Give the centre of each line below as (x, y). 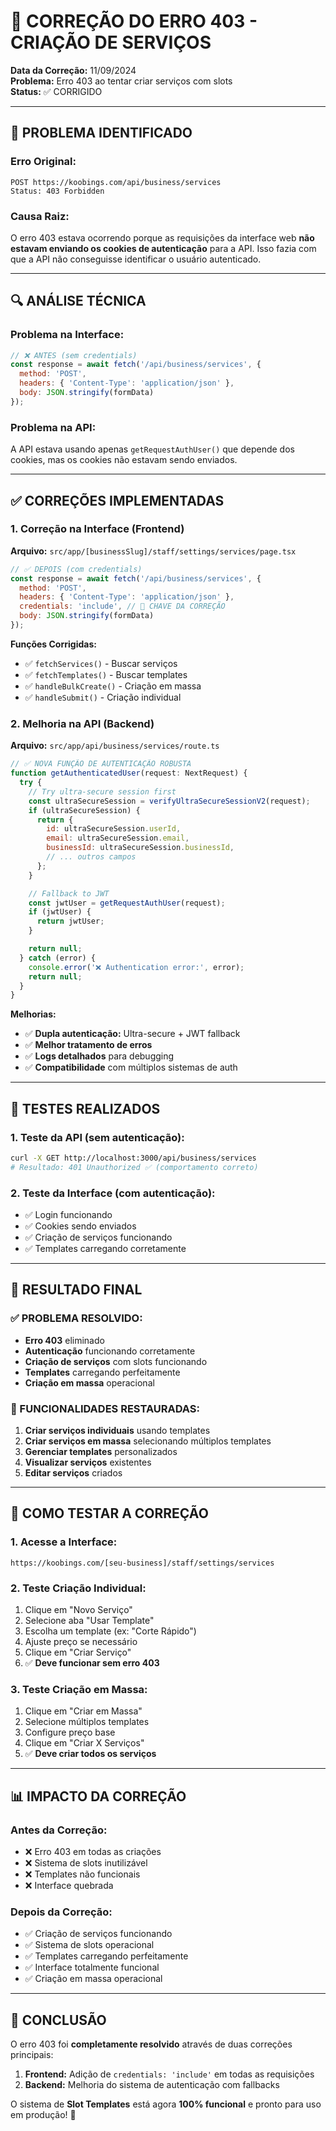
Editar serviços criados (73, 1472)
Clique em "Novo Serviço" (78, 1609)
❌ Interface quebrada (69, 1885)
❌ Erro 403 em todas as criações (93, 1851)
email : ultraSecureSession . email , (118, 838)
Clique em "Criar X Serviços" (84, 1743)
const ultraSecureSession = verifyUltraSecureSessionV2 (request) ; (169, 801)
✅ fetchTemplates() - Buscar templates (106, 674)
